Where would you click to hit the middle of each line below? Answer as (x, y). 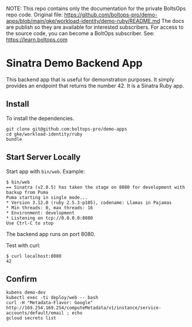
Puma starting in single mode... (47, 197)
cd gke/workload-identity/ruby (44, 134)
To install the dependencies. (40, 118)
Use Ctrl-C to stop (30, 223)
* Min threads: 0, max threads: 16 (50, 207)
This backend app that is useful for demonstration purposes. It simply (90, 79)
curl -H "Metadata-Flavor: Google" (50, 303)
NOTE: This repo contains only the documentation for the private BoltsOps (96, 8)
